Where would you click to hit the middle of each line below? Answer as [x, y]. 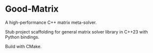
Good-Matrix [32, 9]
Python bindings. [22, 37]
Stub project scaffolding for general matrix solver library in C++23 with [76, 32]
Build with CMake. [23, 46]
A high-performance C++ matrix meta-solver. [51, 22]
